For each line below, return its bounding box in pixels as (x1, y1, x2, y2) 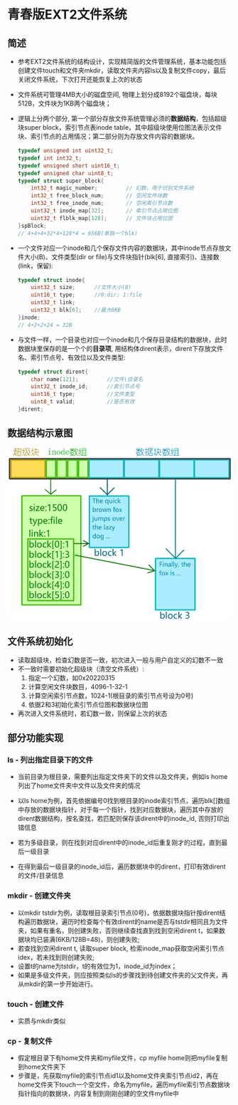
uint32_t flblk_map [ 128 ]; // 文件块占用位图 (31, 214, 173, 221)
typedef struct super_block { (17, 177, 104, 184)
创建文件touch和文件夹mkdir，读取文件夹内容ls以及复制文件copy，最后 (17, 66, 226, 75)
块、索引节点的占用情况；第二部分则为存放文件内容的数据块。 (17, 132, 199, 140)
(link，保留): (17, 261, 53, 270)
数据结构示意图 (7, 427, 73, 439)
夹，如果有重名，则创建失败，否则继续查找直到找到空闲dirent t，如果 (17, 926, 220, 935)
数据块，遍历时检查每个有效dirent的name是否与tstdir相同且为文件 (36, 917, 228, 926)
